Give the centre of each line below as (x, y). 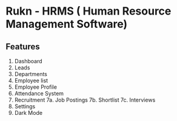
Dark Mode (28, 113)
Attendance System (39, 93)
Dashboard (28, 61)
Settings (25, 106)
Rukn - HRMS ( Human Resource (88, 11)
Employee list (31, 81)
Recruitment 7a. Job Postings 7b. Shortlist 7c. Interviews (85, 100)
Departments (31, 74)
